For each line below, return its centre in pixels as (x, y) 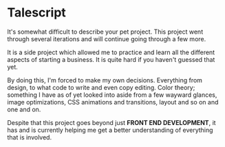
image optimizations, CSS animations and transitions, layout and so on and (113, 102)
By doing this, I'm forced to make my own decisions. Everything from (105, 80)
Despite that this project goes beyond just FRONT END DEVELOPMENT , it (111, 122)
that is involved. (30, 137)
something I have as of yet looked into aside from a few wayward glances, (112, 95)
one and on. (24, 109)
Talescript (37, 13)
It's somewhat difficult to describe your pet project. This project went (105, 32)
